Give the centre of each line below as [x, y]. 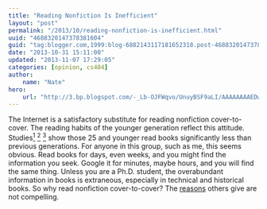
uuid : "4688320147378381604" [56, 38]
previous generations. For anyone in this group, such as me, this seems [125, 146]
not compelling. [34, 196]
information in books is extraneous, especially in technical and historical [126, 180]
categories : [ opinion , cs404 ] [58, 68]
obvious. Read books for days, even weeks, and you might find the [117, 154]
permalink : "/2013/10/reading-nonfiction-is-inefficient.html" [115, 30]
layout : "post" [33, 23]
